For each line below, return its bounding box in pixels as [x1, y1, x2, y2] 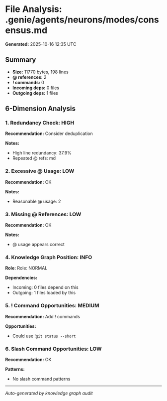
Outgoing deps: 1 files [12, 90, 58, 96]
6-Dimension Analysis [5, 105, 76, 113]
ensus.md [5, 25, 48, 36]
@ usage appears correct [12, 242, 65, 248]
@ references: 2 [12, 74, 47, 80]
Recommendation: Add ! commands [5, 313, 81, 319]
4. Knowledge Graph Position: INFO [5, 254, 92, 261]
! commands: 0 [12, 79, 45, 85]
